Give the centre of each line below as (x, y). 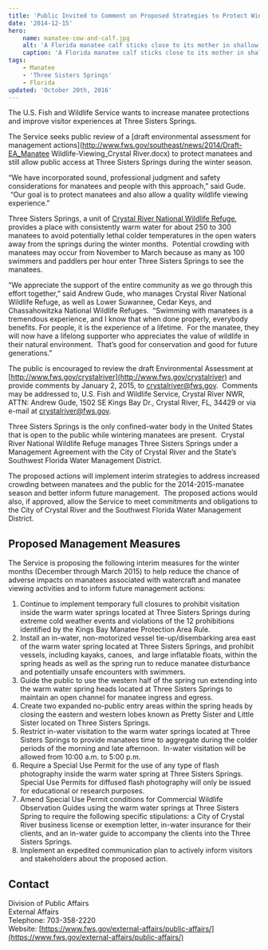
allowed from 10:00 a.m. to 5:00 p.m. (80, 757)
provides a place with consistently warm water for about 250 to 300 (120, 227)
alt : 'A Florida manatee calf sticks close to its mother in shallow (141, 46)
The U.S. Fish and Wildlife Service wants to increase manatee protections (129, 113)
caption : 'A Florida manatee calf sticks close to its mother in (134, 53)
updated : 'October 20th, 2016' (60, 90)
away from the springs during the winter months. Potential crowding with (129, 244)
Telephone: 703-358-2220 (52, 920)
